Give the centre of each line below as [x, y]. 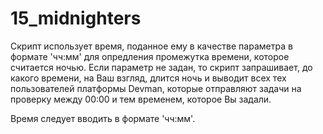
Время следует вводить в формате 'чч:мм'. [103, 118]
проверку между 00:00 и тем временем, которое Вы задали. [141, 99]
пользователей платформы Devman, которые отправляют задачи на [156, 88]
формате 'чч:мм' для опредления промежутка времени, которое [150, 56]
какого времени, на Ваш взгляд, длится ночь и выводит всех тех [148, 78]
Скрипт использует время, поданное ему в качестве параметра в [151, 46]
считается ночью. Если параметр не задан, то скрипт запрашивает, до [161, 67]
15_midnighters [76, 18]
